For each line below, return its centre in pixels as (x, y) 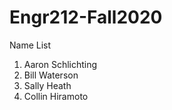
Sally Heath (47, 85)
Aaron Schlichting (60, 64)
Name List (30, 45)
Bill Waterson (51, 75)
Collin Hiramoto (56, 96)
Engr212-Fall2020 (86, 17)
